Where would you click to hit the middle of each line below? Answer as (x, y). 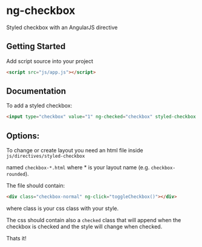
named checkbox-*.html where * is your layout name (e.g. (78, 167)
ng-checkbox (41, 11)
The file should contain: (36, 186)
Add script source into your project (50, 61)
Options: (23, 136)
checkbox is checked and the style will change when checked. (84, 226)
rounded (16, 174)
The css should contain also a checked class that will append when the (94, 220)
